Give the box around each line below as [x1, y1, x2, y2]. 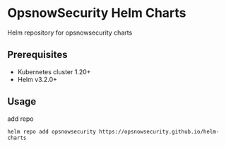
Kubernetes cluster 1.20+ [17, 67, 91, 76]
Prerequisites [7, 49, 68, 61]
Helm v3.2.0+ [17, 75, 58, 83]
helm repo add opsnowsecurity [7, 128, 97, 135]
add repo [7, 114, 34, 123]
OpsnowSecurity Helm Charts [7, 5, 186, 21]
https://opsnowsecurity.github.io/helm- [98, 128, 220, 135]
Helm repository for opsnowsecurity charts [7, 28, 133, 37]
